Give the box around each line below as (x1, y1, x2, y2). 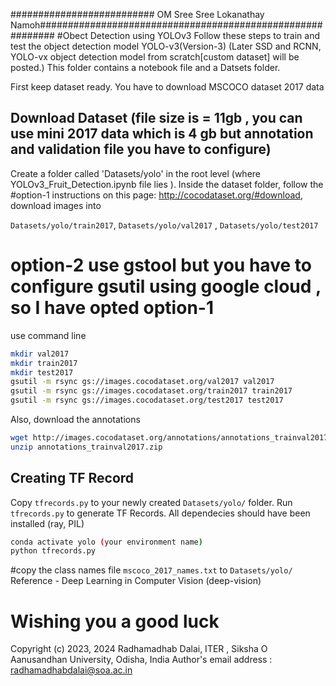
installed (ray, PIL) (10, 517, 85, 529)
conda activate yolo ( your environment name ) (10, 537, 203, 547)
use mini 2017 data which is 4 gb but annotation (10, 125, 314, 143)
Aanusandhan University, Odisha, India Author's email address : (10, 654, 273, 666)
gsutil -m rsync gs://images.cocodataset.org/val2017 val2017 (10, 377, 275, 387)
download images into (10, 199, 102, 211)
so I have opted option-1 (10, 297, 214, 319)
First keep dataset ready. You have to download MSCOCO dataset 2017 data (10, 81, 325, 93)
